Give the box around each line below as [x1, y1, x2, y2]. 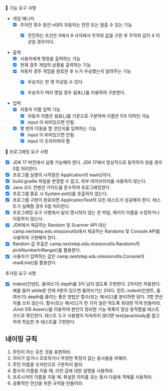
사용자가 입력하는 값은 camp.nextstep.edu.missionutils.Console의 [12, 253, 144, 260]
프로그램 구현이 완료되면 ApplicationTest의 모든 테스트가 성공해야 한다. [12, 197, 151, 203]
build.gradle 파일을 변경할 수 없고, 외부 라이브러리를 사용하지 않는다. [12, 178, 147, 184]
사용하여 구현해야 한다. [12, 235, 57, 241]
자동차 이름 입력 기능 [20, 106, 61, 112]
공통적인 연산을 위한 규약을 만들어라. [12, 380, 84, 386]
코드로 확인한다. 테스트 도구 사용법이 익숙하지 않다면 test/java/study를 [12, 312, 150, 318]
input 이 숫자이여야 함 [27, 138, 70, 144]
